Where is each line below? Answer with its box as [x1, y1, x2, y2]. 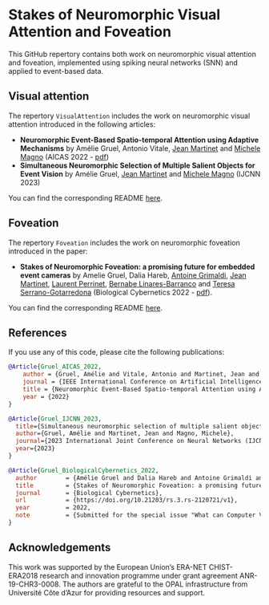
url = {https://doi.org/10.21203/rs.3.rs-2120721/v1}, [15, 496, 239, 505]
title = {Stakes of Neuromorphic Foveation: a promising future [15, 481, 263, 489]
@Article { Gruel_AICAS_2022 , [8, 363, 102, 371]
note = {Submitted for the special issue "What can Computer [15, 511, 256, 519]
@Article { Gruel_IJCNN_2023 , [8, 415, 102, 423]
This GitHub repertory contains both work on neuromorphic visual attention [8, 49, 256, 59]
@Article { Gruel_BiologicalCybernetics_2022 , [8, 466, 159, 474]
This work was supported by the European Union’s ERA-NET [8, 562, 207, 571]
